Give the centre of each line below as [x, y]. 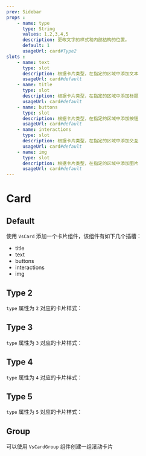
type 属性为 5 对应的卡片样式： [44, 412]
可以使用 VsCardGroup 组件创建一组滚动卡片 [60, 446]
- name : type [33, 23]
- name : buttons [38, 107]
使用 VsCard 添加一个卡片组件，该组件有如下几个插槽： [74, 236]
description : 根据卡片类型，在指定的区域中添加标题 [80, 96]
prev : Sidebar [24, 12]
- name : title [35, 85]
